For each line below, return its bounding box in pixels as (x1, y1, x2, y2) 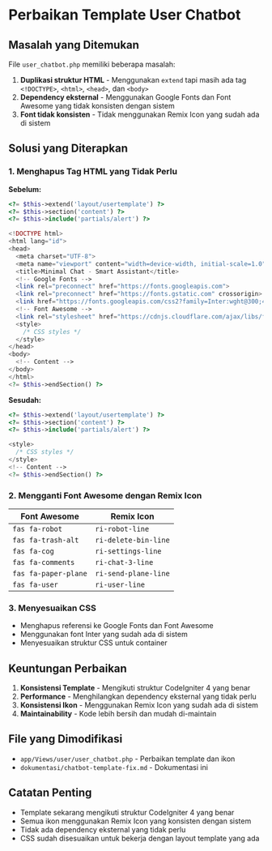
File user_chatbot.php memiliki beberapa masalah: (8, 59, 176, 69)
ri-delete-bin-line (95, 535, 170, 545)
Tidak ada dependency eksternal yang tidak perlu (19, 824, 186, 834)
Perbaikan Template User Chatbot (8, 6, 241, 24)
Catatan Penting (8, 786, 92, 800)
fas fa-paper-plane (12, 569, 87, 578)
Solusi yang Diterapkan (8, 142, 128, 156)
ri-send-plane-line (95, 569, 170, 578)
